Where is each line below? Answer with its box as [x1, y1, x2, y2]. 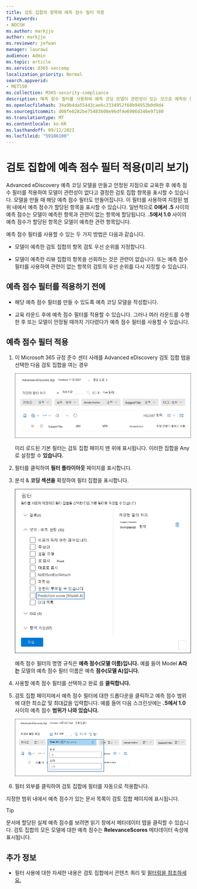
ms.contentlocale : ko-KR [6, 121, 67, 127]
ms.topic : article [6, 59, 51, 65]
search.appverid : [6, 77, 49, 83]
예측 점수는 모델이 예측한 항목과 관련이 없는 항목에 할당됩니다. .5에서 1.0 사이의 [6, 211, 186, 218]
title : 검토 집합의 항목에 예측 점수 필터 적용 [6, 9, 105, 15]
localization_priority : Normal [6, 71, 83, 77]
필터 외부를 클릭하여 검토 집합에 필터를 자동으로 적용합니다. [14, 783, 150, 790]
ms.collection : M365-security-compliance [6, 90, 109, 96]
